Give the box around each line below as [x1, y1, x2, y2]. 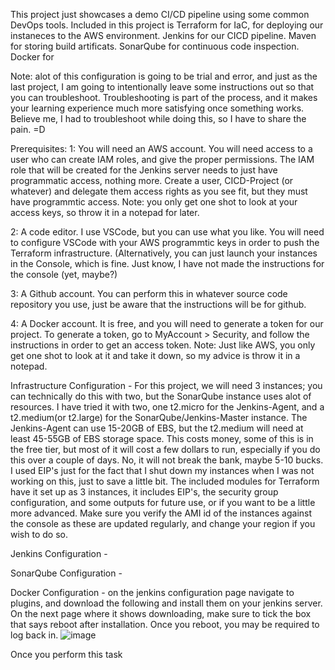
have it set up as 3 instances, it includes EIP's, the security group [10, 486, 279, 498]
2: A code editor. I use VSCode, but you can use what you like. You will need [10, 226, 325, 238]
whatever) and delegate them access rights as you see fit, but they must [10, 185, 308, 197]
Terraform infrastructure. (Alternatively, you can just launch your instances [10, 247, 318, 259]
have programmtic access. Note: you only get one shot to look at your [10, 196, 298, 208]
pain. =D [10, 124, 46, 135]
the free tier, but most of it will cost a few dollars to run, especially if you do [10, 444, 321, 455]
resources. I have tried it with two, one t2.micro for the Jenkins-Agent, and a [10, 401, 325, 413]
